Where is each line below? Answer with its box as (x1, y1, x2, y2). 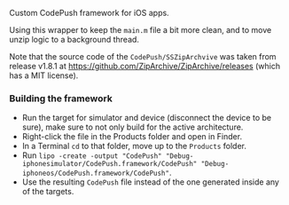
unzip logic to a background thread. (9, 35, 140, 44)
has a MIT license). (9, 70, 79, 81)
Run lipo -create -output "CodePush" (21, 150, 162, 161)
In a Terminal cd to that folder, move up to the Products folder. (21, 141, 246, 152)
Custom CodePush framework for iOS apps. (9, 8, 170, 18)
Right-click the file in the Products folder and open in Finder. (21, 131, 242, 142)
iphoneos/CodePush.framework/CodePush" (21, 169, 170, 178)
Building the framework (9, 92, 113, 105)
